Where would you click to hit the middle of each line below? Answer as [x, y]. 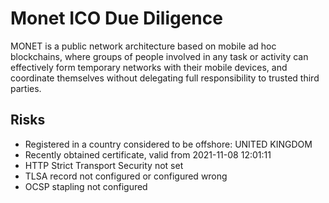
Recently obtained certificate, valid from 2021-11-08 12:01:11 [148, 154]
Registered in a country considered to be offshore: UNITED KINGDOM [168, 144]
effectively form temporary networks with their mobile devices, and [149, 67]
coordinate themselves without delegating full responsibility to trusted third [165, 78]
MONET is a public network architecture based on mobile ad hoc [143, 46]
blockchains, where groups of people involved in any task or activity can [159, 56]
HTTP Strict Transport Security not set [104, 165]
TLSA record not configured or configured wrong [126, 176]
